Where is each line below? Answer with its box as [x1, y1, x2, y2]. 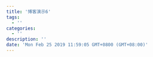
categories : [6, 25, 36, 31]
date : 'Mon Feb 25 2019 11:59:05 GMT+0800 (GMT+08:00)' [6, 42, 148, 48]
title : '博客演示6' [6, 8, 51, 15]
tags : [6, 14, 20, 20]
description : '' [6, 36, 47, 42]
